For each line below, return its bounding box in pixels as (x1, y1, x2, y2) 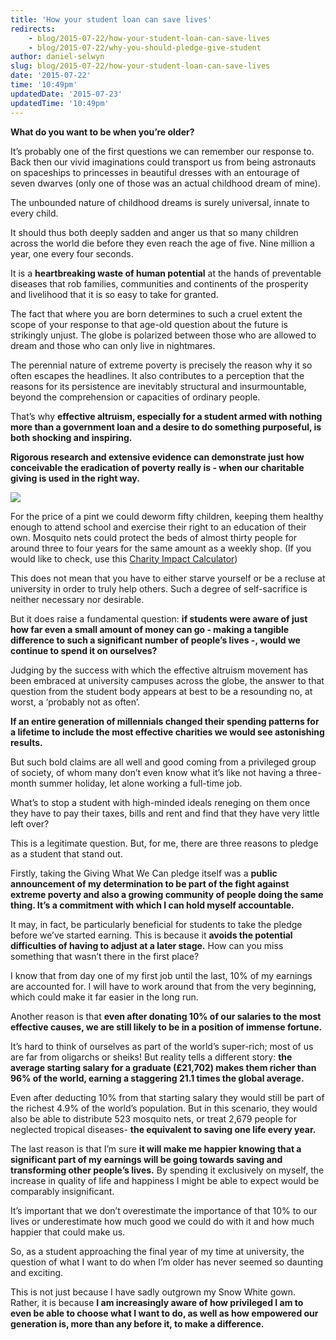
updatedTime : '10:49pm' (10, 98, 110, 108)
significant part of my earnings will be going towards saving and (10, 1153, 283, 1165)
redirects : (10, 24, 56, 34)
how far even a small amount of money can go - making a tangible (10, 623, 290, 635)
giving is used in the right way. (10, 472, 140, 484)
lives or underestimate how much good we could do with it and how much (10, 1215, 315, 1227)
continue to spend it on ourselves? (10, 644, 158, 656)
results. (10, 736, 43, 748)
